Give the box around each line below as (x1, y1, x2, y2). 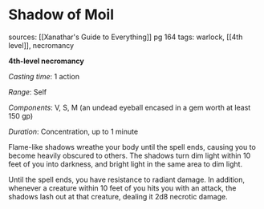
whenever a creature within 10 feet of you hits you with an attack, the (8, 183, 237, 193)
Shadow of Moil (8, 6, 115, 24)
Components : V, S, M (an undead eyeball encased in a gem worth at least (8, 102, 251, 112)
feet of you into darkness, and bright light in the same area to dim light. (8, 159, 243, 169)
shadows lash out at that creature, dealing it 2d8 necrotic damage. (8, 191, 228, 201)
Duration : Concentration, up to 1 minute (8, 127, 139, 136)
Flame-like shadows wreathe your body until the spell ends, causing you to (8, 142, 257, 151)
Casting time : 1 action (8, 71, 80, 81)
